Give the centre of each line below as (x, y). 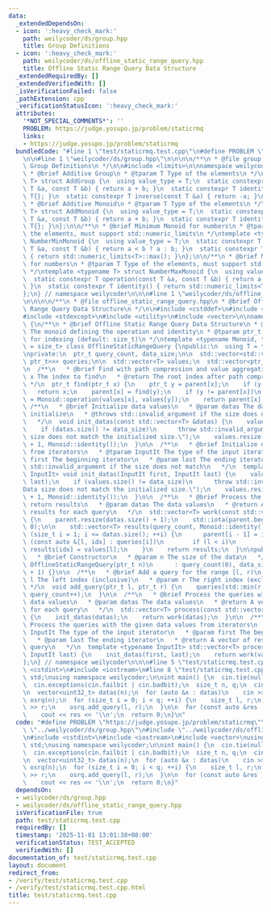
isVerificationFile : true (59, 813)
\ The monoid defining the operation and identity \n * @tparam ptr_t (142, 331)
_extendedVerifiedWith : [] (61, 83)
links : (34, 136)
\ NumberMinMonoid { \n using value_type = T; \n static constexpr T (142, 242)
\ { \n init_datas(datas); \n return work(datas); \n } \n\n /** (142, 617)
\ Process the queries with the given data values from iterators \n (140, 625)
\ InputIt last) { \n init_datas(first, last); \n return (129, 655)
